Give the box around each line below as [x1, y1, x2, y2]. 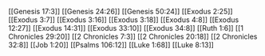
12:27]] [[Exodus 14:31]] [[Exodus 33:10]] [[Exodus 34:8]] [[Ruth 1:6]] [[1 [8, 24, 244, 32]
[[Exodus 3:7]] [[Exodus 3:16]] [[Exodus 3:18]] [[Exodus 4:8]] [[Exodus [8, 15, 239, 24]
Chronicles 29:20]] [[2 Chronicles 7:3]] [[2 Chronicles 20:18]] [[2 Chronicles [8, 32, 258, 41]
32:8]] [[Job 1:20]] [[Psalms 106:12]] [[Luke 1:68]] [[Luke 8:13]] [8, 40, 214, 50]
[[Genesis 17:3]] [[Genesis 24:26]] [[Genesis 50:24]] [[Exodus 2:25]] [8, 7, 233, 16]
